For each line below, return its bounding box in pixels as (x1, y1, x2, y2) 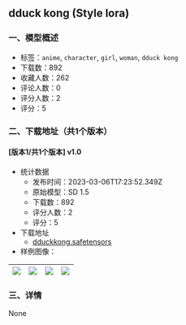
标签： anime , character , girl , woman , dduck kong (19, 52, 179, 62)
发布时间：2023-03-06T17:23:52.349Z (32, 176, 163, 186)
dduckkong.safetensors (32, 236, 112, 246)
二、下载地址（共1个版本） (8, 125, 112, 136)
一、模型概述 (8, 32, 59, 44)
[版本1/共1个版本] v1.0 (8, 147, 82, 157)
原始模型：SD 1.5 (32, 187, 89, 197)
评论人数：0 (19, 83, 61, 93)
